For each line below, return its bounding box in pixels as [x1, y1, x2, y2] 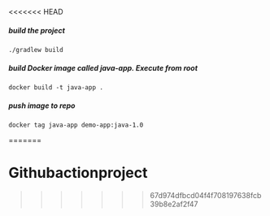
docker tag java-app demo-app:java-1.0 [8, 121, 144, 129]
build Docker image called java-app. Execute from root [8, 63, 198, 72]
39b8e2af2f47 [150, 199, 198, 209]
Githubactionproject [8, 164, 148, 182]
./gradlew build [8, 45, 63, 54]
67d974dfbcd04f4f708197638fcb [150, 190, 262, 200]
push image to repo [8, 101, 76, 110]
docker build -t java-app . [8, 83, 104, 92]
